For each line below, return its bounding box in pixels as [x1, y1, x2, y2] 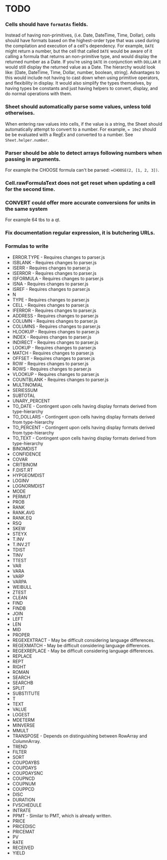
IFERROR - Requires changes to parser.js [12, 307, 96, 313]
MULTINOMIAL [12, 381, 43, 388]
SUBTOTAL [12, 392, 35, 398]
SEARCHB [12, 679, 33, 686]
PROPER [12, 632, 30, 638]
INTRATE [12, 807, 31, 813]
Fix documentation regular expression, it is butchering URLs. [5, 229, 156, 236]
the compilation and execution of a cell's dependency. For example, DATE [5, 43, 155, 49]
